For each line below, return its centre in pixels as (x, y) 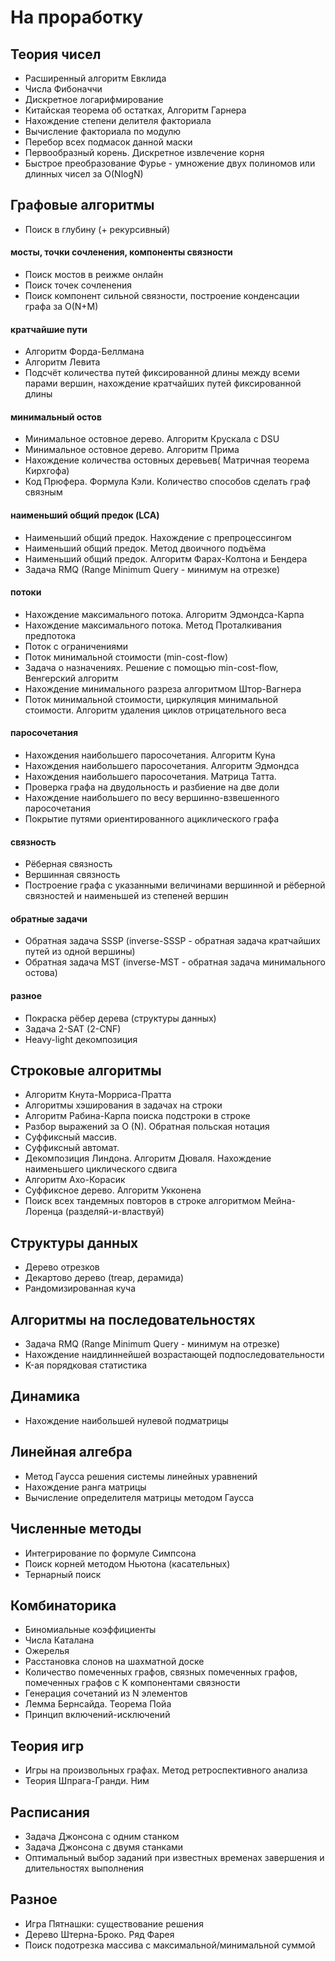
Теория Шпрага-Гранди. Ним (87, 1781)
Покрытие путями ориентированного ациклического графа (152, 819)
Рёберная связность (68, 864)
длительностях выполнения (84, 1868)
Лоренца (43, 1212)
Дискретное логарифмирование (94, 99)
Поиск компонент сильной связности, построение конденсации (162, 296)
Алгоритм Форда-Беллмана (84, 352)
